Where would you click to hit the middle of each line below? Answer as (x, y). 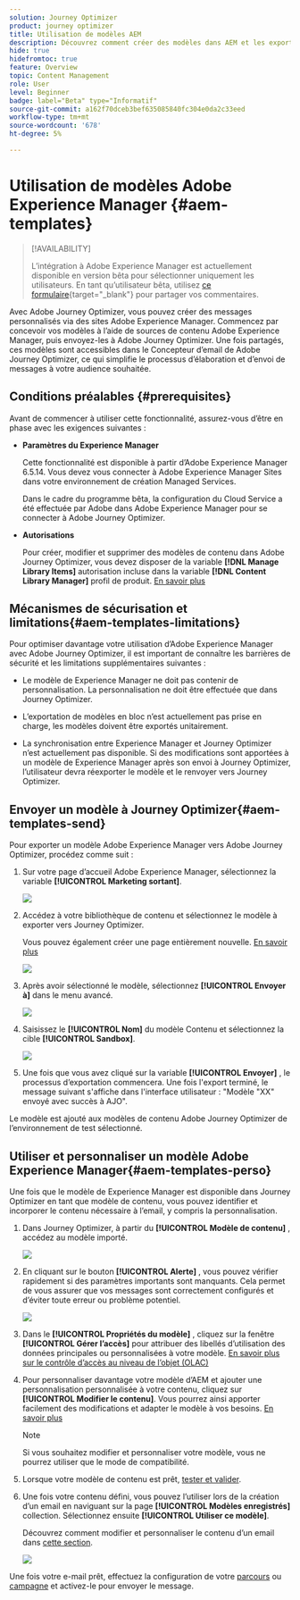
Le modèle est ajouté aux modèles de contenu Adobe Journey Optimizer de (148, 1118)
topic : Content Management (59, 76)
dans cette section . (58, 1543)
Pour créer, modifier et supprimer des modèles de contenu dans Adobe (153, 552)
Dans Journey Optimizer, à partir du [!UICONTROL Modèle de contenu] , (156, 1228)
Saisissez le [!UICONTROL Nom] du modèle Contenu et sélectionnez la (153, 1029)
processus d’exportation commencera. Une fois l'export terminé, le (145, 1083)
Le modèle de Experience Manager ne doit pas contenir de (130, 681)
